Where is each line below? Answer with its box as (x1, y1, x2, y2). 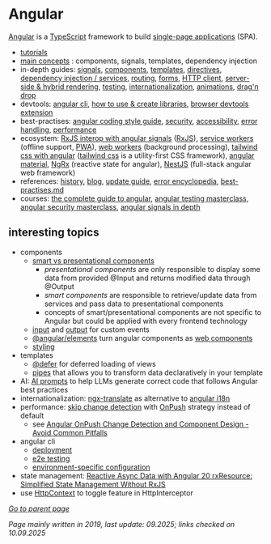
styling (32, 342, 55, 351)
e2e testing (32, 453, 70, 463)
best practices (19, 385, 69, 394)
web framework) (19, 168, 76, 177)
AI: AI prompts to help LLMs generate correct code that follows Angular (19, 376, 259, 385)
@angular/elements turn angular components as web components (32, 333, 253, 342)
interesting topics (8, 226, 100, 240)
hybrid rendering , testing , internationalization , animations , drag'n (43, 82, 259, 91)
